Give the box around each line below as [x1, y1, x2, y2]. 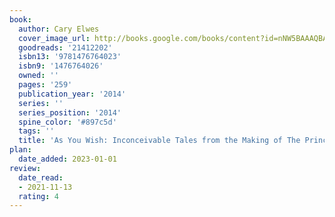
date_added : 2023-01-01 [18, 154, 117, 164]
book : [9, 14, 32, 25]
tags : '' [18, 126, 55, 136]
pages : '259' [18, 80, 73, 90]
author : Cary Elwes [18, 24, 100, 34]
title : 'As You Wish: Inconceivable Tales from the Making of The [18, 136, 301, 146]
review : [9, 163, 42, 173]
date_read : [18, 172, 64, 183]
